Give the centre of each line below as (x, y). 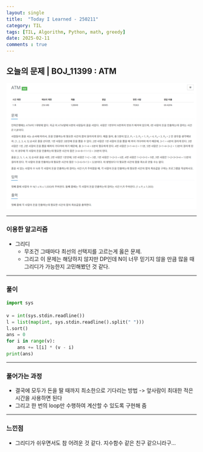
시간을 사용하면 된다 (38, 398)
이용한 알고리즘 (27, 230)
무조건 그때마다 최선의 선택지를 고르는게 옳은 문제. (83, 251)
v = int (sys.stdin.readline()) (46, 315)
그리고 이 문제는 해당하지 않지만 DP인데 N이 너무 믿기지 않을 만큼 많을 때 (109, 259)
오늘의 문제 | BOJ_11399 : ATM (61, 72)
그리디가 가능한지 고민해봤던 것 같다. (67, 266)
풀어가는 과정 (24, 376)
